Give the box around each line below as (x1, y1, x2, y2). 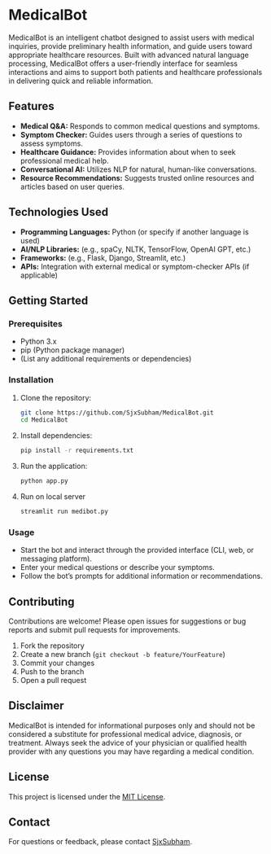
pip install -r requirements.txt (20, 446, 134, 455)
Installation (8, 374, 55, 386)
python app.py (20, 477, 68, 485)
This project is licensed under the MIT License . (8, 791, 166, 801)
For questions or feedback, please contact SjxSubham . (8, 837, 193, 847)
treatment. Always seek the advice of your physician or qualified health (8, 738, 247, 747)
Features (8, 99, 55, 113)
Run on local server (20, 492, 86, 501)
